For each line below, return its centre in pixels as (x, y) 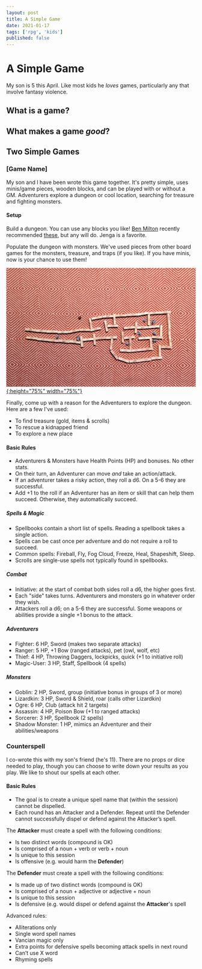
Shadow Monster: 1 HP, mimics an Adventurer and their (83, 724)
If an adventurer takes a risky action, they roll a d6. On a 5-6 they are (100, 480)
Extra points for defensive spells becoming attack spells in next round (101, 946)
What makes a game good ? (58, 131)
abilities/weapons (37, 731)
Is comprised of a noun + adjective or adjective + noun (83, 891)
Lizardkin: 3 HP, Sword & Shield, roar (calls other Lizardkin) (88, 699)
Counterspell (26, 746)
